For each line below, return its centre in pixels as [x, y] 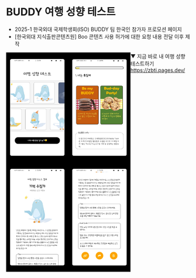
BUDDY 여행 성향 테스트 [61, 12]
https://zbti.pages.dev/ [158, 70]
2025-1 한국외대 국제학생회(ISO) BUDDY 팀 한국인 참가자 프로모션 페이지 [98, 29]
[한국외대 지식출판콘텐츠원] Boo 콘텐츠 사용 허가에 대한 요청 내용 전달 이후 [99, 36]
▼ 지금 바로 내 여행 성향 [158, 56]
